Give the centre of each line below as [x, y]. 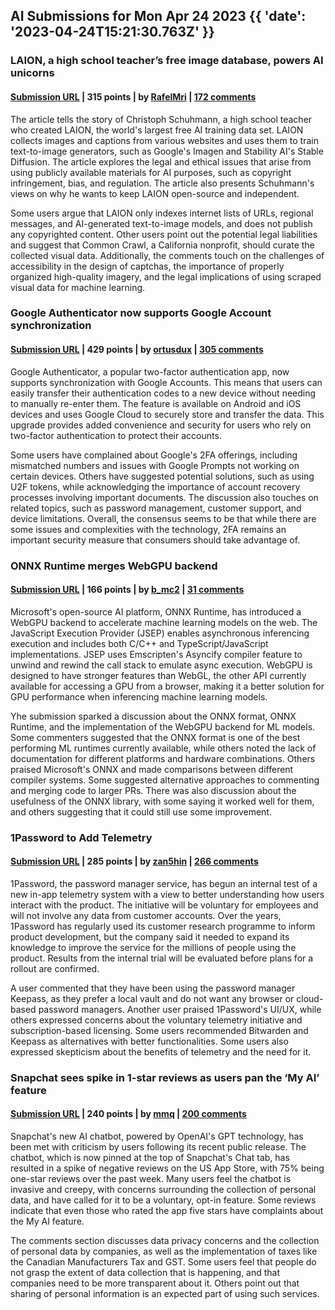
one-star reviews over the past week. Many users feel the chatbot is [151, 1179]
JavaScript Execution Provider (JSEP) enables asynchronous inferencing [160, 633]
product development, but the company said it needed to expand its [150, 936]
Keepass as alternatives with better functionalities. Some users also [149, 1041]
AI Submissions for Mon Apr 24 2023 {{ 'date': [158, 16]
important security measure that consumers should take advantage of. [155, 540]
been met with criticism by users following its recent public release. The [158, 1147]
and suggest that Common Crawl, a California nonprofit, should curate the [162, 245]
